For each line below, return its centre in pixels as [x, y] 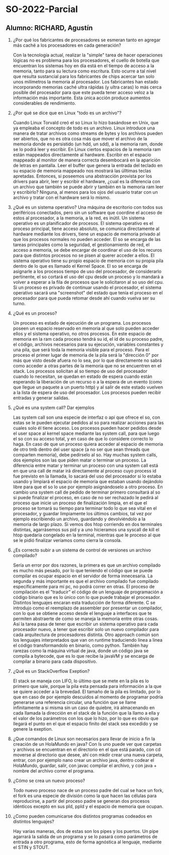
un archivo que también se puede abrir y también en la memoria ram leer [88, 187]
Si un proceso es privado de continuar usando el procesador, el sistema [87, 287]
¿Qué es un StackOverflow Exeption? [51, 671]
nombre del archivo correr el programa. [54, 771]
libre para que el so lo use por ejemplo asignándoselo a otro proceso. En [88, 487]
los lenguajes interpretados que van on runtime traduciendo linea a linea [88, 640]
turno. [19, 303]
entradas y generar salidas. [41, 398]
